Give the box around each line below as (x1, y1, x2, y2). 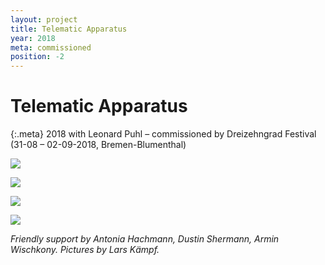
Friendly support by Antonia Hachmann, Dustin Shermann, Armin (10, 233, 280, 245)
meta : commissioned (10, 42, 92, 53)
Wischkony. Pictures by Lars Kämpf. (10, 244, 160, 256)
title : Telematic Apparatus (10, 24, 128, 34)
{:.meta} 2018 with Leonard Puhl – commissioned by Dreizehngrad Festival (10, 128, 317, 140)
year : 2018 (10, 33, 56, 43)
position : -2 (10, 52, 65, 62)
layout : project (10, 14, 78, 25)
